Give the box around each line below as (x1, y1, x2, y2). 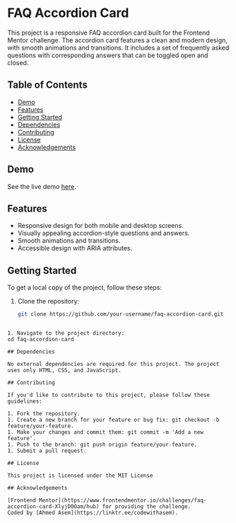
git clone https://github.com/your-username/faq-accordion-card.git (17, 311, 224, 318)
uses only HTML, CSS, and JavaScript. (7, 367, 122, 374)
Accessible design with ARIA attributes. (17, 244, 133, 253)
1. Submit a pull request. (7, 447, 87, 454)
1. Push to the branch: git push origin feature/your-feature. (7, 441, 198, 449)
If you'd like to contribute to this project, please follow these (7, 391, 211, 399)
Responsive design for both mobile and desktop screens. (17, 222, 184, 230)
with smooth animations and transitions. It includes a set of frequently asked (7, 43, 230, 52)
